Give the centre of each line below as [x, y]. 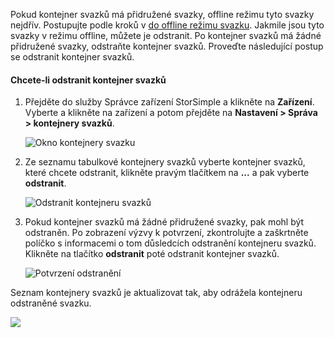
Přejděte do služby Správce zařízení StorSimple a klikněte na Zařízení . [169, 102]
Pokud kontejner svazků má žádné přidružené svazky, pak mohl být [164, 222]
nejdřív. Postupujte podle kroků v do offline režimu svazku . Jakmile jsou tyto [167, 25]
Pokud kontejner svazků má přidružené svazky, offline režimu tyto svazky [162, 14]
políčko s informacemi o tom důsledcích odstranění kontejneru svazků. [170, 243]
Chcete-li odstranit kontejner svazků [88, 80]
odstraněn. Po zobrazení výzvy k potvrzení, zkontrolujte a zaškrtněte [166, 233]
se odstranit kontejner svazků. [72, 57]
